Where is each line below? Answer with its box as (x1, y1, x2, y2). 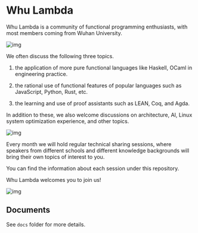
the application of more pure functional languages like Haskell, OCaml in (14, 64, 193, 71)
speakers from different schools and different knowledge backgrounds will (6, 147, 190, 154)
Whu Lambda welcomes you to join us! (6, 176, 101, 183)
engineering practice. (14, 70, 68, 77)
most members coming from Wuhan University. (6, 29, 122, 36)
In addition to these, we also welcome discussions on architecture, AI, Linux (6, 111, 193, 118)
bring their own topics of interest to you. (6, 153, 105, 160)
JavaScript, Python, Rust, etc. (14, 88, 88, 95)
